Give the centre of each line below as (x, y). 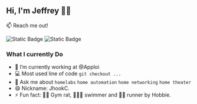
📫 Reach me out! (27, 25)
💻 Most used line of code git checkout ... (68, 73)
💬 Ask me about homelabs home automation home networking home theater (103, 82)
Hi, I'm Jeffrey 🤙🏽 (39, 11)
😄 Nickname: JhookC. (42, 88)
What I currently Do (35, 54)
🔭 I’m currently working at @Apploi (57, 67)
